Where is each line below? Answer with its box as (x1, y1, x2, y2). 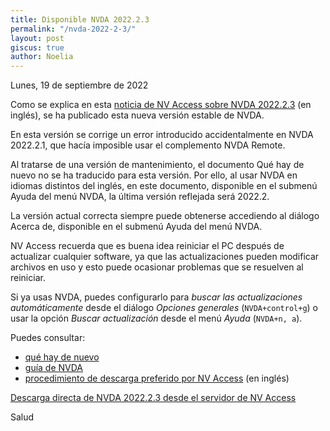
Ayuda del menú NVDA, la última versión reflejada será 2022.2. (10, 191, 270, 203)
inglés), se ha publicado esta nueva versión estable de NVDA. (10, 109, 265, 121)
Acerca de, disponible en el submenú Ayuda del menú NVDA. (10, 221, 263, 233)
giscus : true (10, 42, 65, 53)
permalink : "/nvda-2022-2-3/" (10, 24, 137, 34)
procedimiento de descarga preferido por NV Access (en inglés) (24, 372, 290, 385)
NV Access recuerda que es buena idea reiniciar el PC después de (10, 240, 285, 252)
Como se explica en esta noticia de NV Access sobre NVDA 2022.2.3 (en (10, 99, 312, 111)
